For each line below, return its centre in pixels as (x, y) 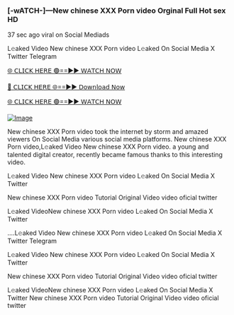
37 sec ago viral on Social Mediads (58, 35)
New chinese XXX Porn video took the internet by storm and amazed (108, 132)
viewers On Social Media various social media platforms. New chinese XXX (117, 139)
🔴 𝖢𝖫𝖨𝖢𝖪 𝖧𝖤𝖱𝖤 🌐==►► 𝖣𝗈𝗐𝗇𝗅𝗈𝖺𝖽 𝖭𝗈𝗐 (66, 87)
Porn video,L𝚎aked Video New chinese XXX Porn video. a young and (108, 147)
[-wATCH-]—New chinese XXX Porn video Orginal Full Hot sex (117, 11)
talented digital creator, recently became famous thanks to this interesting (115, 155)
